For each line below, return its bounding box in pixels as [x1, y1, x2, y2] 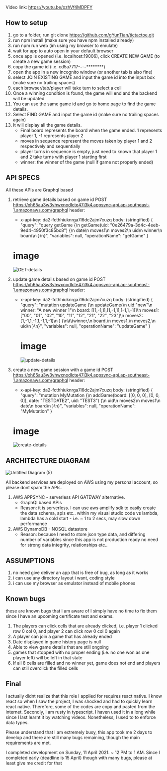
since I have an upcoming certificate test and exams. [5, 613, 114, 619]
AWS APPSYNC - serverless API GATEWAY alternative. [12, 494, 125, 500]
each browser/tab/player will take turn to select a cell [12, 85, 122, 91]
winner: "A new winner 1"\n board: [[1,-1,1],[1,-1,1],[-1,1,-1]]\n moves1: [20, 307, 159, 313]
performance [20, 521, 48, 527]
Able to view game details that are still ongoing [12, 644, 109, 650]
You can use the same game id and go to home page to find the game [12, 101, 156, 107]
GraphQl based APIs [20, 500, 62, 506]
